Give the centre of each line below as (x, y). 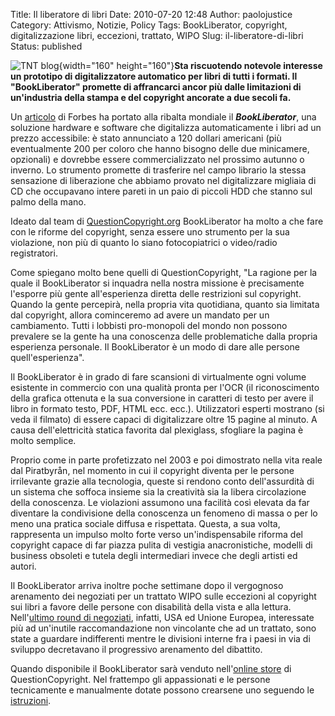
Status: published (46, 46)
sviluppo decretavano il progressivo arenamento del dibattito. (136, 649)
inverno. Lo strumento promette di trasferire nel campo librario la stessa (158, 170)
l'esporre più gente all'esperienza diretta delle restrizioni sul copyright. (156, 293)
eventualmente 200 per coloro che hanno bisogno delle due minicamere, (160, 148)
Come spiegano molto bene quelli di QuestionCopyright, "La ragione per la (164, 272)
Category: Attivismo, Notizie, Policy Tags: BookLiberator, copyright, (149, 25)
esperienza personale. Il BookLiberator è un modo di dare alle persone (155, 347)
